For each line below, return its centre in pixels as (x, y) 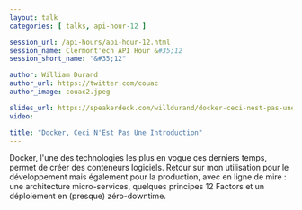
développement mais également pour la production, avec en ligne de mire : (148, 177)
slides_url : (31, 108)
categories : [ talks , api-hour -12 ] (78, 26)
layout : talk (34, 17)
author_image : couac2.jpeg (60, 92)
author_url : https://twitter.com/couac (84, 83)
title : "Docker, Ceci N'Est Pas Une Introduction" (106, 132)
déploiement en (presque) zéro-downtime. (88, 196)
